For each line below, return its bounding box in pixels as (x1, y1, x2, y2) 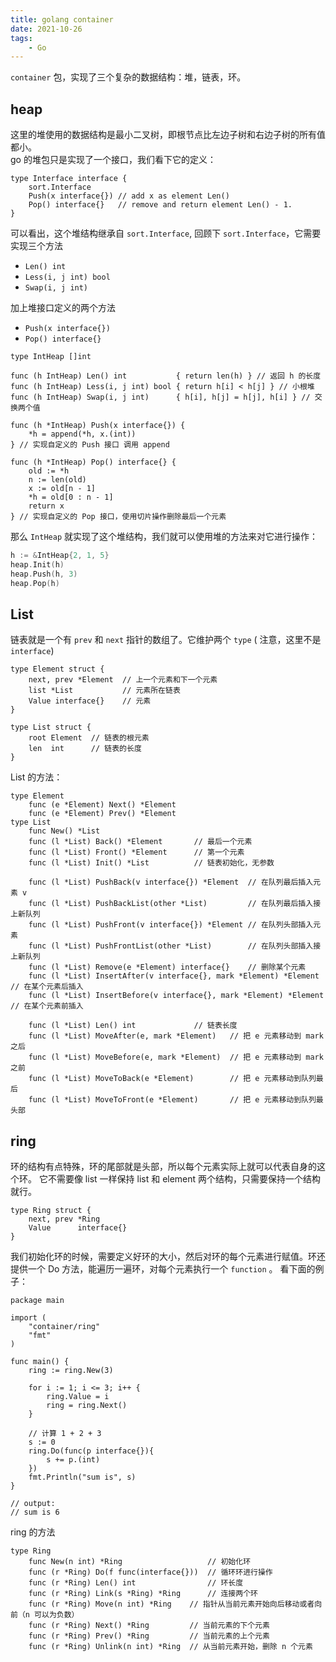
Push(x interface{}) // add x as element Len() (28, 191, 230, 201)
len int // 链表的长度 (28, 744, 142, 754)
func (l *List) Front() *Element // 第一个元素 (28, 847, 245, 858)
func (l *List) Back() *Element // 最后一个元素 (28, 837, 253, 847)
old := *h (28, 466, 70, 476)
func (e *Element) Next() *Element (28, 800, 177, 810)
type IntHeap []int (10, 352, 92, 362)
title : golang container (10, 14, 114, 25)
